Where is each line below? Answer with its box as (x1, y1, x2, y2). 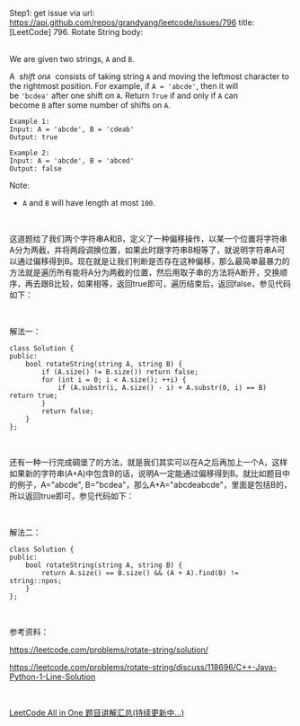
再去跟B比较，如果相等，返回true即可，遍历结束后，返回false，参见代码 (24, 279, 292, 288)
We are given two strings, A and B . (9, 54, 135, 64)
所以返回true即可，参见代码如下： (9, 491, 135, 501)
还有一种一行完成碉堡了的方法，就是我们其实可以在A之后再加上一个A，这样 (9, 457, 288, 467)
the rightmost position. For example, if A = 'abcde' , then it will (9, 81, 239, 91)
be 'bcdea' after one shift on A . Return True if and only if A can (9, 90, 238, 101)
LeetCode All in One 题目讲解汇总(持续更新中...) (9, 707, 185, 718)
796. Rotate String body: (53, 27, 144, 37)
